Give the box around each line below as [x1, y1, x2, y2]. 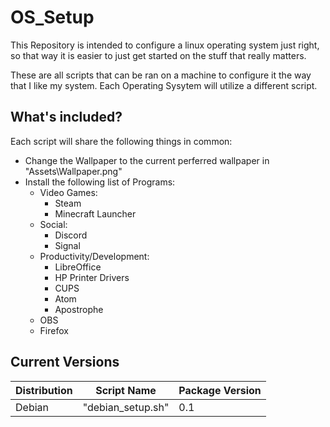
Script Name [95, 383, 157, 397]
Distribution [15, 383, 73, 397]
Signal [54, 239, 81, 251]
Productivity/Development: [39, 250, 150, 262]
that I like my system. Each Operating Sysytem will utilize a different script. [10, 79, 318, 91]
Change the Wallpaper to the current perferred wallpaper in [24, 154, 270, 166]
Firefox [39, 324, 69, 336]
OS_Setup [10, 6, 95, 29]
